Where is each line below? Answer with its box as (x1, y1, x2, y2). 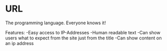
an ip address (5, 40, 34, 46)
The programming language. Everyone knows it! (5, 20, 106, 26)
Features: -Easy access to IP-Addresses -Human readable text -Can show (5, 29, 160, 35)
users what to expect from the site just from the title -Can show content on (5, 35, 162, 41)
